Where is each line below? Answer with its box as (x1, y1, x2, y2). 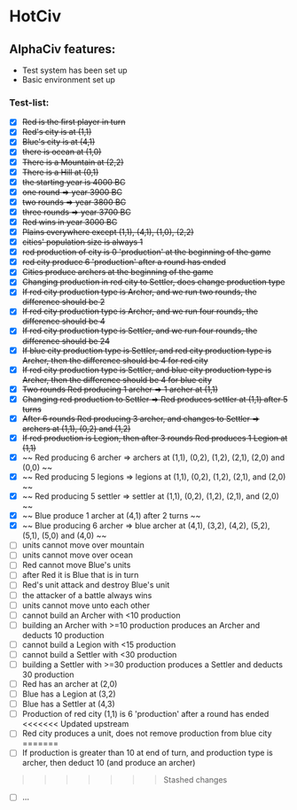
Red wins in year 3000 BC (21, 216, 118, 227)
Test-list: (9, 96, 50, 108)
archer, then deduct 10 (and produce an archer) (21, 758, 196, 768)
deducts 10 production (21, 629, 105, 640)
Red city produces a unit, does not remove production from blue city (21, 728, 272, 739)
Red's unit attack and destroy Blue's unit (21, 580, 170, 590)
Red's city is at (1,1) (21, 127, 92, 137)
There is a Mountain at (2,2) (21, 157, 124, 167)
